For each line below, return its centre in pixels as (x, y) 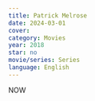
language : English (39, 68)
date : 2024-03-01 (37, 23)
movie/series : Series (44, 60)
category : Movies (37, 38)
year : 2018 (26, 45)
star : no (23, 52)
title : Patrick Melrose (48, 16)
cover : (19, 30)
